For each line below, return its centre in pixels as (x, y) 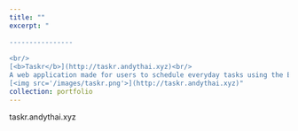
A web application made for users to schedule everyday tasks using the (146, 75)
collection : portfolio (51, 91)
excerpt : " (29, 26)
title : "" (27, 17)
